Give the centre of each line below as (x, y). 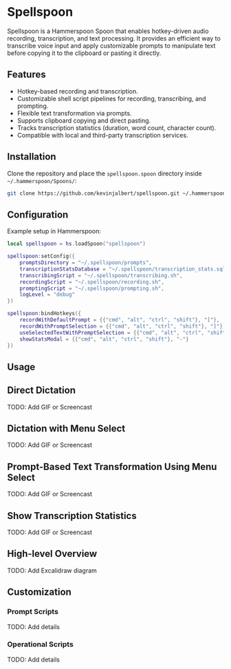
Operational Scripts (40, 644)
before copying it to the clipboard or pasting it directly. (84, 53)
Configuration (38, 214)
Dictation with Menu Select (66, 428)
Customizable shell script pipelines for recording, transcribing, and (111, 98)
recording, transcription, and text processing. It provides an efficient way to (114, 38)
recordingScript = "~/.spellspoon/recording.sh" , (92, 282)
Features (26, 75)
